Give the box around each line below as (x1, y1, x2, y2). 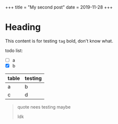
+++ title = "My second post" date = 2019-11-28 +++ (5, 4, 113, 10)
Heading (5, 22, 41, 33)
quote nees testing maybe (17, 104, 71, 110)
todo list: (5, 47, 23, 54)
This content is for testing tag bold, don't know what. (5, 38, 113, 44)
